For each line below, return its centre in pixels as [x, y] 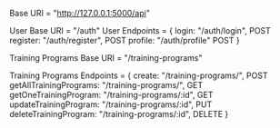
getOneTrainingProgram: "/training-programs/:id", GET [111, 95]
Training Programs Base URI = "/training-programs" [106, 58]
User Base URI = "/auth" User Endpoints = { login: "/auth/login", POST [140, 30]
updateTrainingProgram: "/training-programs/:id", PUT [111, 104]
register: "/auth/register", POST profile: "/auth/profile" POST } [125, 40]
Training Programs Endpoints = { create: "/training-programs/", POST [139, 75]
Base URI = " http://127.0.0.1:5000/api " [80, 13]
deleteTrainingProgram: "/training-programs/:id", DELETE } [119, 114]
